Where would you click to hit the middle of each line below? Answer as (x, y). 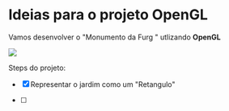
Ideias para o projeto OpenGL (108, 15)
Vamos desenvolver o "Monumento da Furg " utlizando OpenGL (114, 37)
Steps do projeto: (37, 68)
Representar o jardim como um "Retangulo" (103, 84)
